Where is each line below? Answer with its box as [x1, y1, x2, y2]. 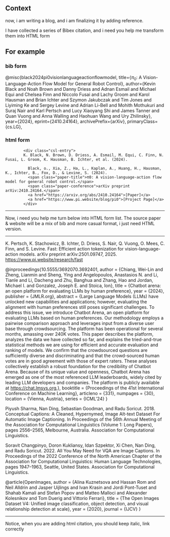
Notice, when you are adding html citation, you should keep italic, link [5, 520, 150, 526]
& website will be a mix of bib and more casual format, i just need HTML [5, 220, 155, 226]
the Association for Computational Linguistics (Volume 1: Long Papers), [5, 421, 153, 427]
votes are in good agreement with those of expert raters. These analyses [5, 357, 157, 364]
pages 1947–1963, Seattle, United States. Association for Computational [5, 463, 155, 470]
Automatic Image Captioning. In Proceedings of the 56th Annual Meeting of [5, 416, 162, 422]
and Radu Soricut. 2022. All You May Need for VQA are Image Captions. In [5, 447, 160, 453]
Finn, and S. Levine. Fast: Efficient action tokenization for [5, 245, 124, 252]
